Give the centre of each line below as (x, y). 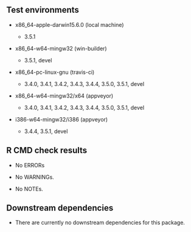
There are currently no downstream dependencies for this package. (100, 223)
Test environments (43, 10)
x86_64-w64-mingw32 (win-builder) (61, 48)
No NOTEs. (29, 189)
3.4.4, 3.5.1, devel (46, 131)
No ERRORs (30, 165)
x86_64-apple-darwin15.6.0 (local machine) (69, 24)
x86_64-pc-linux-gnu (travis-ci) (55, 72)
